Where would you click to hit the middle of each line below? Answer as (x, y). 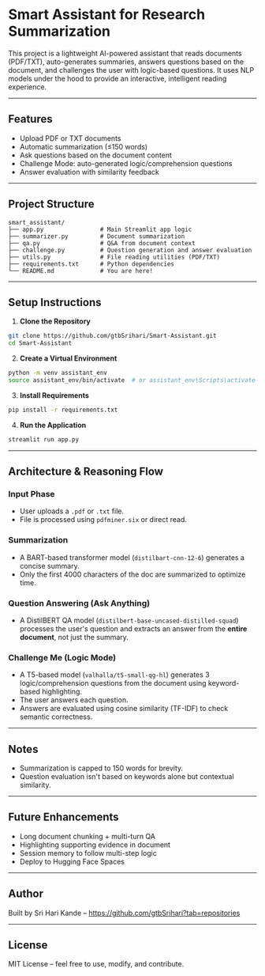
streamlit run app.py (44, 439)
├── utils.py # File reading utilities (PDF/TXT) (114, 257)
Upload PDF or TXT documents (70, 138)
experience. (28, 87)
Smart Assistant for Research (107, 15)
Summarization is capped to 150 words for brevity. (101, 768)
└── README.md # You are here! (81, 270)
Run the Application (53, 425)
